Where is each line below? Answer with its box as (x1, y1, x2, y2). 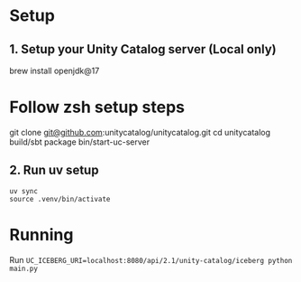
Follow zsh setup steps (9, 97, 185, 117)
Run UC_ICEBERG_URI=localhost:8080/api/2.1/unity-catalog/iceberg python (9, 254, 293, 265)
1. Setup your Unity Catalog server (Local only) (9, 42, 277, 57)
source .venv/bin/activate (9, 194, 111, 203)
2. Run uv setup (9, 163, 99, 178)
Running (9, 224, 74, 245)
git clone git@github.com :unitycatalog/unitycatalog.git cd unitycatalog (9, 127, 271, 137)
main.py (9, 264, 39, 273)
